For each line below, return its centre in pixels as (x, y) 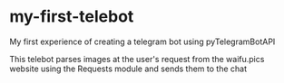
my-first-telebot (72, 17)
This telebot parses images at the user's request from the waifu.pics (137, 59)
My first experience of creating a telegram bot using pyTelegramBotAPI (142, 41)
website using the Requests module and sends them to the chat (128, 69)
